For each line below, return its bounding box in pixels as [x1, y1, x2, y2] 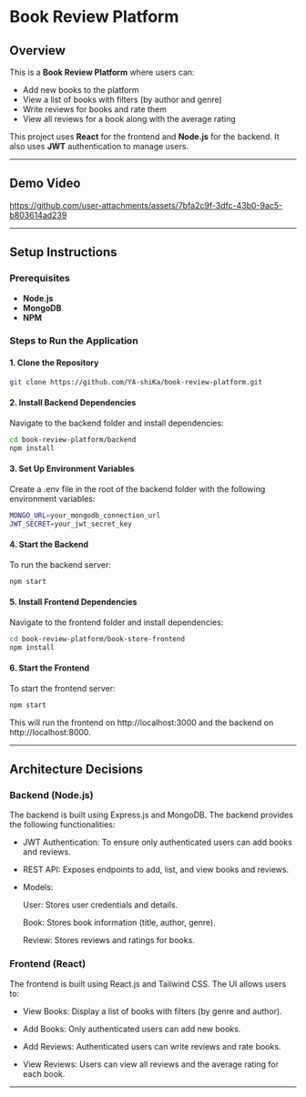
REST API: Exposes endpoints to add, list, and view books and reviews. [22, 864, 290, 876]
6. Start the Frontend [9, 662, 90, 673]
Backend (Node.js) [9, 788, 94, 801]
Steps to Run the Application [9, 334, 138, 347]
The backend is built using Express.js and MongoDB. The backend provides [9, 809, 294, 821]
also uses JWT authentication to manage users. [9, 141, 189, 151]
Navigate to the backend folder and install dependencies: [9, 417, 225, 428]
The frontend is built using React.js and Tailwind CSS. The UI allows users [9, 978, 287, 989]
